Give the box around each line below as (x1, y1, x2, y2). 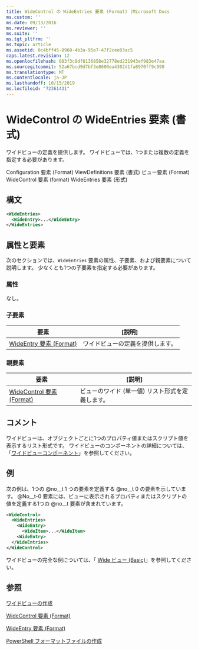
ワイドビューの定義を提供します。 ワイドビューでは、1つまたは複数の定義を (6, 149, 190, 156)
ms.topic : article (6, 42, 51, 48)
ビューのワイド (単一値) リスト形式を (80, 387, 183, 395)
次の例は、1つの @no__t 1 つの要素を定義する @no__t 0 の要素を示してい (6, 485, 181, 492)
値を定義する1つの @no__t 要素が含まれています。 (6, 500, 127, 507)
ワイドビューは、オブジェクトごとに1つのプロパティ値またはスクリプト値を (6, 435, 189, 442)
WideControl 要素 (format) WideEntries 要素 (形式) (6, 176, 128, 183)
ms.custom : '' (6, 14, 41, 20)
